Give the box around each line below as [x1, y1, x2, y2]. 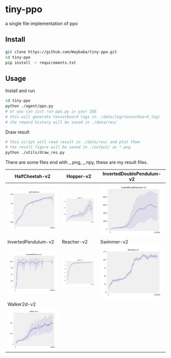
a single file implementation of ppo [5, 20, 78, 26]
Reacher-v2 [62, 238, 88, 245]
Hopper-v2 [66, 173, 92, 179]
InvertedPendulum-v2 [7, 238, 54, 245]
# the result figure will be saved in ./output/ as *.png [5, 145, 131, 150]
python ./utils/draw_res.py [5, 150, 65, 155]
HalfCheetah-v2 [14, 173, 51, 179]
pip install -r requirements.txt [5, 60, 76, 65]
